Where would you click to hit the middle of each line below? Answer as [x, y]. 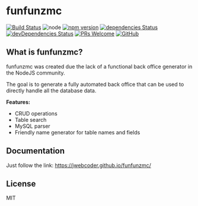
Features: [18, 102]
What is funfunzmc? [44, 52]
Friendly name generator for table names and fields [77, 132]
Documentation [36, 151]
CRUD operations [36, 113]
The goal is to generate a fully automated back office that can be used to [95, 84]
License [21, 184]
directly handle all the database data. [51, 91]
